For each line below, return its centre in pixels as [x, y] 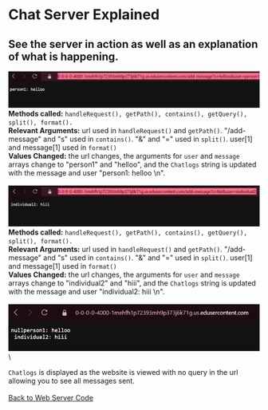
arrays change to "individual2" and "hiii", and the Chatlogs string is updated [132, 283]
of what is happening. [63, 56]
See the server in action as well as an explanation [133, 44]
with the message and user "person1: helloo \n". [87, 173]
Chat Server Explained [84, 15]
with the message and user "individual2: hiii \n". [87, 292]
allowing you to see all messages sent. [72, 380]
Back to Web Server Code [51, 397]
